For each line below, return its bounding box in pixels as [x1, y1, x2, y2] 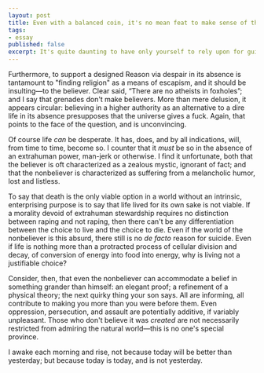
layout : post [8, 11, 51, 20]
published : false [8, 41, 65, 49]
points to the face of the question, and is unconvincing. [8, 119, 187, 129]
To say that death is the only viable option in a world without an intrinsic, [8, 192, 242, 201]
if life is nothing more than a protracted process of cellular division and [8, 242, 237, 251]
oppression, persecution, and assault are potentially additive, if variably [8, 307, 240, 316]
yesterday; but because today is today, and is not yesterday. [8, 356, 203, 365]
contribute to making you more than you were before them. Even [8, 299, 218, 308]
